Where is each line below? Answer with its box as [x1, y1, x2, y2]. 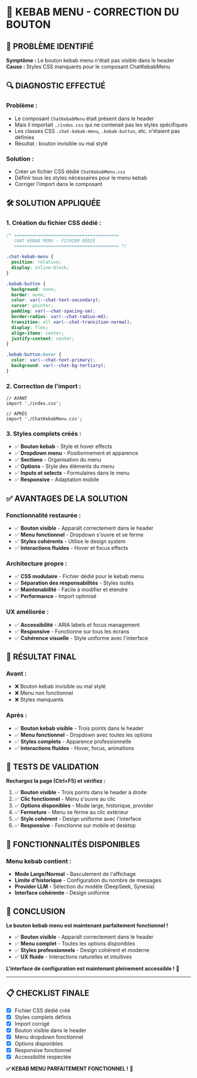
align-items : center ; [11, 330, 64, 336]
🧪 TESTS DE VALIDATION [6, 762, 99, 772]
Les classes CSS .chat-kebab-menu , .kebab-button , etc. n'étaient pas [14, 127, 181, 134]
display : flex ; [11, 324, 49, 330]
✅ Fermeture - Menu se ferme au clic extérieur [14, 809, 129, 816]
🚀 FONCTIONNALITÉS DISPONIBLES [6, 839, 140, 850]
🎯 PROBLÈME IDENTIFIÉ [6, 41, 94, 51]
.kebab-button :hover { [6, 351, 62, 358]
